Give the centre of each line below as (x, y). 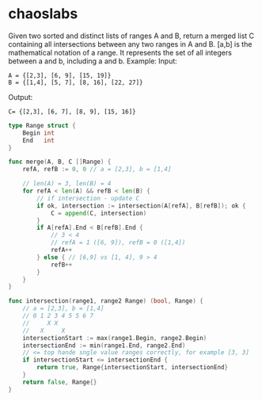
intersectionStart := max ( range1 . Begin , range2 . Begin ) (115, 338)
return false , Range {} (60, 382)
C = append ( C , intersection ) (99, 213)
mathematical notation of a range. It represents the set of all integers (120, 52)
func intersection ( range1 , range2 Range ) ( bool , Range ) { (106, 301)
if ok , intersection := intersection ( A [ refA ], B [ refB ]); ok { (141, 206)
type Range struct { (42, 125)
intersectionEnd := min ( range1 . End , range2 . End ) (104, 346)
